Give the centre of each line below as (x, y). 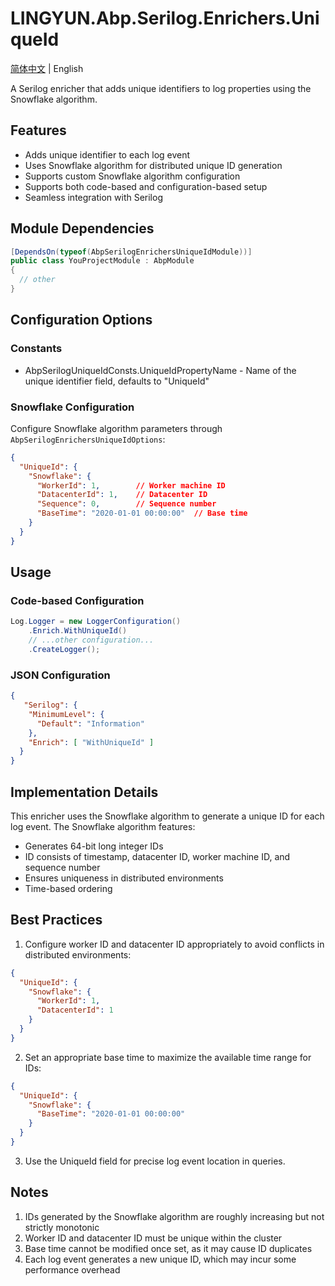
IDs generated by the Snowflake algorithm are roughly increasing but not (174, 1216)
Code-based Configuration (77, 600)
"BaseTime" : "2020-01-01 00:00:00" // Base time (142, 513)
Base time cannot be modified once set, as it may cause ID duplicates (168, 1248)
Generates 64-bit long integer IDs (94, 846)
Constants (36, 349)
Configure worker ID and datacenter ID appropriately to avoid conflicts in (174, 944)
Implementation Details (84, 792)
